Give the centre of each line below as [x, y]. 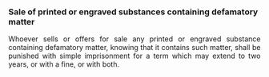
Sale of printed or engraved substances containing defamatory [133, 12]
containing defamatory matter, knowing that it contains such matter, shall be [134, 48]
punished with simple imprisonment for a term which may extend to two [134, 56]
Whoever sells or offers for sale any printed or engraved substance [134, 39]
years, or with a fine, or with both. [64, 64]
